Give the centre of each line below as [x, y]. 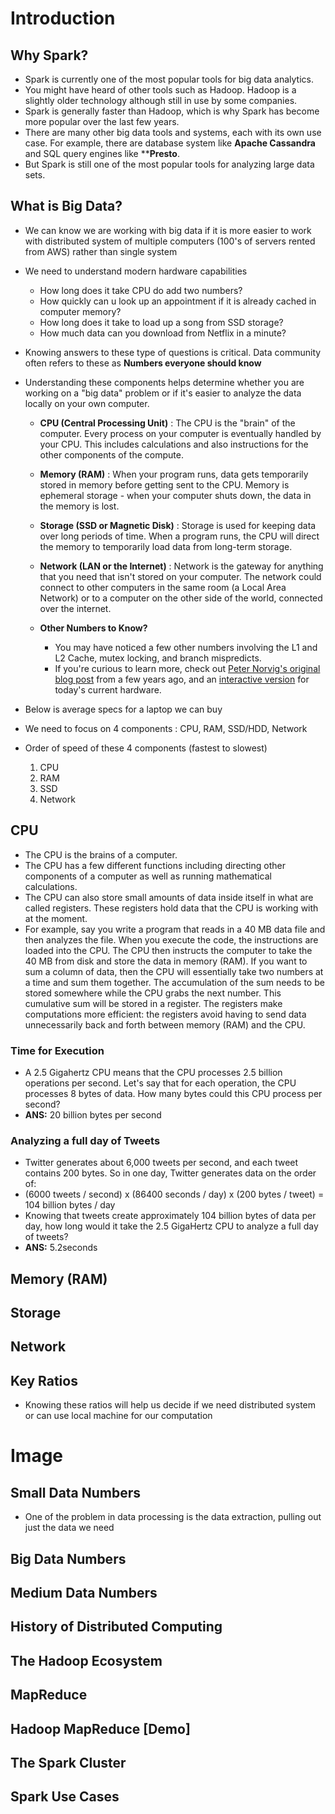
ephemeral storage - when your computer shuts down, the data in [175, 495]
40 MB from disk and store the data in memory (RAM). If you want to [166, 961]
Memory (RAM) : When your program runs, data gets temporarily [174, 474]
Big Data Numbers [68, 1558]
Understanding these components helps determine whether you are [164, 382]
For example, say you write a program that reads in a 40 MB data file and [175, 929]
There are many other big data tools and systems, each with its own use [173, 132]
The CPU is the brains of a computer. [101, 854]
